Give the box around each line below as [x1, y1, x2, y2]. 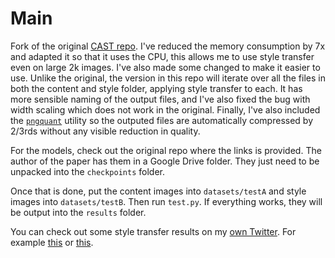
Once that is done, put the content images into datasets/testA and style [10, 185, 307, 197]
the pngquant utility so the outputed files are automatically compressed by [10, 114, 313, 126]
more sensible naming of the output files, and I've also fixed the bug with [10, 93, 311, 105]
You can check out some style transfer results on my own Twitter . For [10, 225, 297, 237]
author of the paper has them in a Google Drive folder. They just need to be [10, 155, 320, 167]
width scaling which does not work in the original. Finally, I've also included [10, 103, 321, 116]
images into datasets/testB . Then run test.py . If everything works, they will [10, 195, 323, 207]
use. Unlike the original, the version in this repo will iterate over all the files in [10, 72, 326, 84]
